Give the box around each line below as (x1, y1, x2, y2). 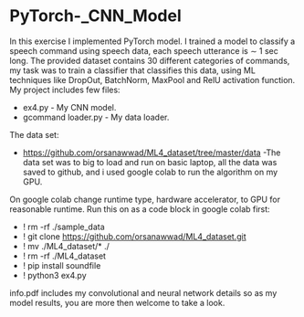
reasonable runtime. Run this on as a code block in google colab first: (9, 203, 271, 215)
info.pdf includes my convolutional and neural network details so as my (9, 287, 278, 298)
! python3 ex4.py (22, 269, 87, 280)
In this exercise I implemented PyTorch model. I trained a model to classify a (9, 36, 296, 47)
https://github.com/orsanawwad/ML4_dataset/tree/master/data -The (22, 147, 281, 158)
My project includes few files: (9, 84, 121, 95)
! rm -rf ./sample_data (22, 221, 105, 232)
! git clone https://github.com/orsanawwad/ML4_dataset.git (22, 230, 246, 242)
